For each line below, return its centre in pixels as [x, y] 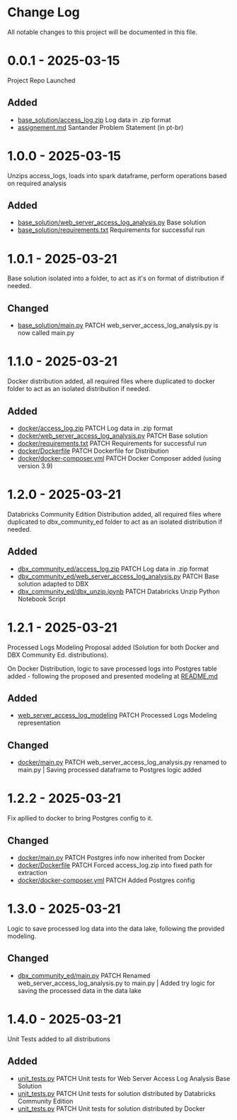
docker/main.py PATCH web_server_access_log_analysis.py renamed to [122, 762]
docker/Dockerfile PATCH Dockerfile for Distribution [93, 451]
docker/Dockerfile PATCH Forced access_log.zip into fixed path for [115, 865]
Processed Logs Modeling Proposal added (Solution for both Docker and [113, 647]
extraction [32, 873]
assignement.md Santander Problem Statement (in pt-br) [100, 127]
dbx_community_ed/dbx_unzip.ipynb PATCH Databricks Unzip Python [119, 591]
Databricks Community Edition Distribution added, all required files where [114, 514]
